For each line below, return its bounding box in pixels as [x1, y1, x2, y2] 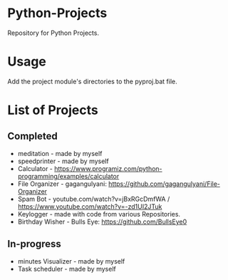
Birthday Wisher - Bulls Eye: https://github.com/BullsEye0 [17, 217, 187, 226]
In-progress [7, 238, 62, 250]
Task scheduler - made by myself [17, 264, 116, 273]
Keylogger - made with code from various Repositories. [17, 209, 180, 218]
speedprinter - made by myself [17, 157, 109, 165]
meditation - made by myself [17, 149, 103, 157]
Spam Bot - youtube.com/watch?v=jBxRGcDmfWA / [17, 195, 170, 203]
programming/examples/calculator [17, 172, 120, 180]
